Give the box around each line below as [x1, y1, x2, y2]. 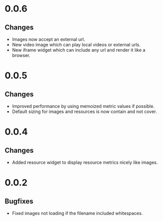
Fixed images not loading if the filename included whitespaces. [12, 210, 143, 216]
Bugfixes [5, 197, 34, 205]
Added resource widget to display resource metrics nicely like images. [12, 159, 158, 165]
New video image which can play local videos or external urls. [12, 42, 141, 48]
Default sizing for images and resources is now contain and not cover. [12, 108, 157, 115]
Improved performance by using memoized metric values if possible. [12, 103, 155, 109]
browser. [12, 52, 31, 58]
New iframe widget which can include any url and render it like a [12, 47, 145, 53]
